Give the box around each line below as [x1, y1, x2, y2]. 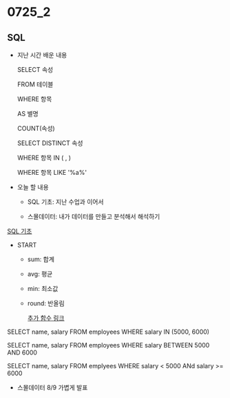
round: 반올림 [27, 299, 65, 307]
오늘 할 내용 [17, 183, 50, 191]
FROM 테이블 [17, 80, 54, 88]
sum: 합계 [27, 255, 55, 263]
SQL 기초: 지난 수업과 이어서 [27, 198, 104, 206]
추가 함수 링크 [27, 314, 65, 322]
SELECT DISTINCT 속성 [17, 139, 83, 147]
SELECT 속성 [17, 66, 54, 73]
